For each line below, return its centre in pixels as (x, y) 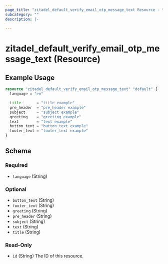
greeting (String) (30, 210)
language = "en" (26, 94)
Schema (18, 151)
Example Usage (30, 77)
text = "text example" (41, 121)
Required (16, 165)
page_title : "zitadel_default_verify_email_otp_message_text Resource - (82, 10)
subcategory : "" (22, 15)
